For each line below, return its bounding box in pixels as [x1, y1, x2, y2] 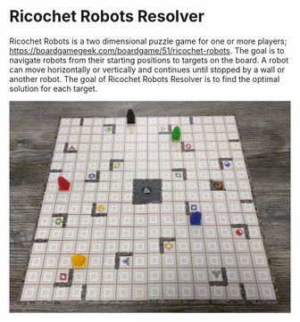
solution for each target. [9, 83, 98, 94]
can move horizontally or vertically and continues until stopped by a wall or [9, 64, 286, 75]
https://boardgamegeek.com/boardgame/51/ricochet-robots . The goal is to [9, 45, 285, 55]
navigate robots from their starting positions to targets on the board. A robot [9, 54, 289, 65]
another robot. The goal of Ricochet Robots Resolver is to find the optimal [9, 73, 280, 84]
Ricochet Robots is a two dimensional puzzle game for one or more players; [9, 36, 287, 46]
